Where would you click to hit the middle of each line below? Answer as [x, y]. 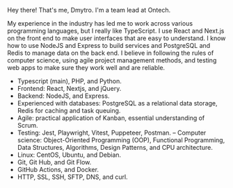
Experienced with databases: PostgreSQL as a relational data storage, [117, 103]
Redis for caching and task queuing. [69, 111]
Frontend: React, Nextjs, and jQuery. [69, 88]
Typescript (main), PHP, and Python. [69, 81]
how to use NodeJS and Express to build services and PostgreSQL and [109, 45]
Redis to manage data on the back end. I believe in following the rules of [111, 53]
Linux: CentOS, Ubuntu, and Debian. [69, 155]
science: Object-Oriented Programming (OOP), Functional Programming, [121, 140]
